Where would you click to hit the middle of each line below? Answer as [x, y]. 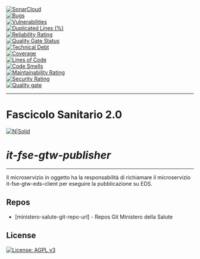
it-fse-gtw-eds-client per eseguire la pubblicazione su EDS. [79, 183]
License [21, 235]
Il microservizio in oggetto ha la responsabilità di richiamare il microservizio [99, 177]
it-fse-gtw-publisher [59, 155]
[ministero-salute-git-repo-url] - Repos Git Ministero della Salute [94, 217]
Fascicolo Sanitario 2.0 [64, 115]
